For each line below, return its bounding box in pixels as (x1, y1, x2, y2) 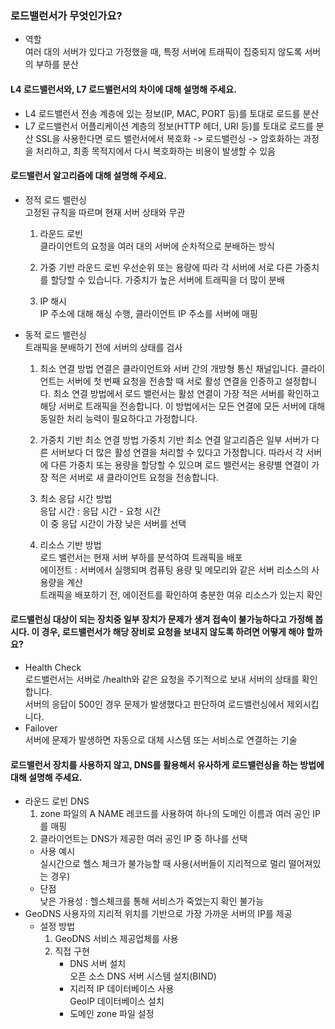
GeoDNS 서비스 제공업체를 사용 (54, 933, 179, 945)
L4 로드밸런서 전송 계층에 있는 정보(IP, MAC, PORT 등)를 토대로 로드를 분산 (24, 107, 320, 119)
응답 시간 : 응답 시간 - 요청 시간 (39, 505, 162, 517)
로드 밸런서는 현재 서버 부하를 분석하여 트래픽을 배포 (39, 551, 243, 563)
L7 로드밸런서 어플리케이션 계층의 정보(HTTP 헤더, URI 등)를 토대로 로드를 (24, 120, 314, 132)
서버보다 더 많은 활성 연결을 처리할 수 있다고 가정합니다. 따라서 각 (50, 446, 304, 458)
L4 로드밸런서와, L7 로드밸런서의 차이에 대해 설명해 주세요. (10, 83, 237, 95)
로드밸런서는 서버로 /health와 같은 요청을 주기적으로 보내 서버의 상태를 (24, 673, 300, 685)
